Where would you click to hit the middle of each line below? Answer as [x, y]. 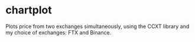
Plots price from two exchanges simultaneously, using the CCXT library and [97, 26]
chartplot [29, 10]
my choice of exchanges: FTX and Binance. [58, 32]
